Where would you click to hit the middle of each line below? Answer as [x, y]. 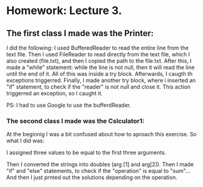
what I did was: [25, 141]
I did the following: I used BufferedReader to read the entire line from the [98, 48]
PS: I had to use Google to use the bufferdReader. [69, 105]
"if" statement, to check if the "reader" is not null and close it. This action [98, 87]
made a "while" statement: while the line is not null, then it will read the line [101, 67]
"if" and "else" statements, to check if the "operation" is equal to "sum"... [98, 171]
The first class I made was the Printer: [80, 33]
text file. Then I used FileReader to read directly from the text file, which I [98, 54]
